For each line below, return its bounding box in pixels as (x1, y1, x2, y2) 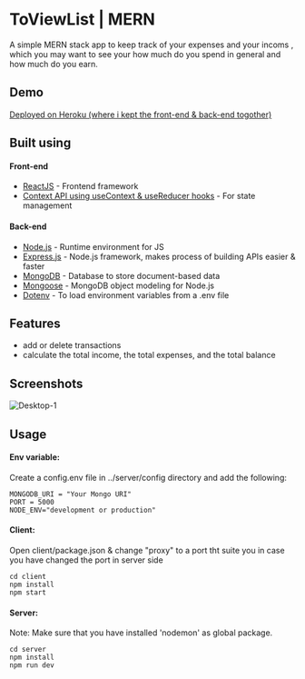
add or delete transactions (22, 340, 122, 351)
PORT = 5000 (9, 497, 54, 506)
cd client (9, 572, 47, 581)
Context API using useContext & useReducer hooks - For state (22, 191, 256, 202)
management (22, 200, 73, 211)
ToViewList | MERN (9, 9, 156, 30)
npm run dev (9, 661, 54, 670)
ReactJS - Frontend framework (22, 181, 139, 192)
